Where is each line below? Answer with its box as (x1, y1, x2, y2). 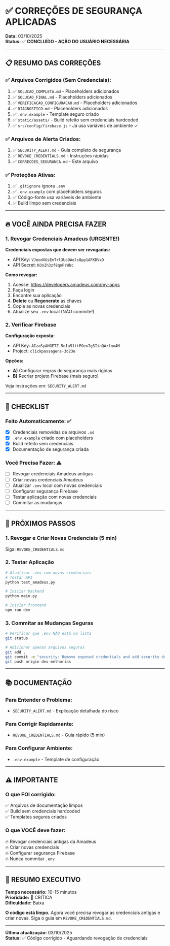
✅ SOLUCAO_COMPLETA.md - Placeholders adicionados (12, 88, 119, 94)
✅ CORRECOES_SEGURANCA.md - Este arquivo (12, 158, 98, 165)
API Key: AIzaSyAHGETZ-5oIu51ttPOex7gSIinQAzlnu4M (12, 343, 120, 349)
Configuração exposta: (5, 333, 55, 339)
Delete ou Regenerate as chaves (12, 298, 82, 304)
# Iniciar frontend (5, 603, 47, 608)
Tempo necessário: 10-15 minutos (5, 889, 77, 895)
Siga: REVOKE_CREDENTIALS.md (5, 546, 65, 552)
